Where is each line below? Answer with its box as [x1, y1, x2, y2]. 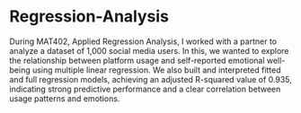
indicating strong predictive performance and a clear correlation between [9, 83, 281, 94]
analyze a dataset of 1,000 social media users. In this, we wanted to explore [9, 45, 289, 56]
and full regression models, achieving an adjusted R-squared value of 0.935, [9, 74, 292, 84]
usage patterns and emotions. [9, 92, 120, 104]
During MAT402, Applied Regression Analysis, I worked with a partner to [9, 36, 277, 47]
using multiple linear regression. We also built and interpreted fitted [31, 65, 281, 75]
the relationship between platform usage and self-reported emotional [9, 55, 265, 65]
